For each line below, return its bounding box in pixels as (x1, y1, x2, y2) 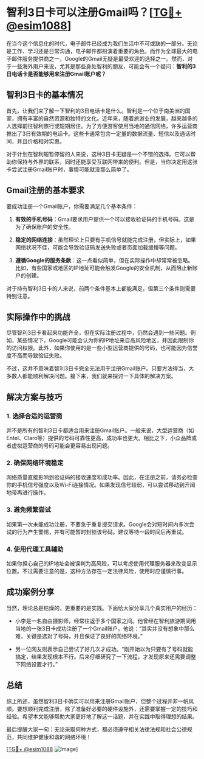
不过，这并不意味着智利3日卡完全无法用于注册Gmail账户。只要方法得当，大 (6, 365, 194, 372)
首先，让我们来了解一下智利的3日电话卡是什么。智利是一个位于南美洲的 (6, 107, 185, 114)
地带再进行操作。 (6, 489, 49, 496)
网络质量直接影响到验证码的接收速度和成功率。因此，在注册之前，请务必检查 (6, 474, 198, 481)
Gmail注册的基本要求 (6, 185, 85, 195)
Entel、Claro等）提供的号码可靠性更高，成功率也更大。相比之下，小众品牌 (6, 435, 192, 442)
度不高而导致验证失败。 (6, 352, 65, 359)
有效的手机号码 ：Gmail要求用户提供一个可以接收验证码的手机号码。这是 (15, 215, 195, 223)
